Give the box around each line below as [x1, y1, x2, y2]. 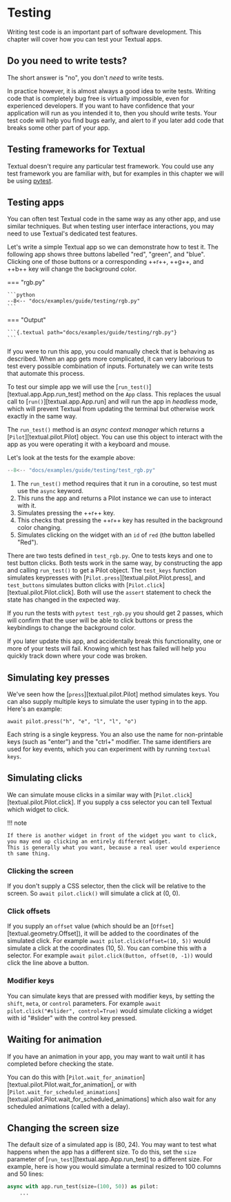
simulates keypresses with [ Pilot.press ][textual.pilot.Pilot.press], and [7, 573, 205, 582]
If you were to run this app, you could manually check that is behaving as [7, 347, 215, 356]
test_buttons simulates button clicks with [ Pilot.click [7, 581, 163, 589]
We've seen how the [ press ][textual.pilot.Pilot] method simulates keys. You [7, 690, 219, 698]
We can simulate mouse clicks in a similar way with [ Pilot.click [7, 790, 190, 799]
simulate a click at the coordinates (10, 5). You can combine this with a [7, 944, 207, 953]
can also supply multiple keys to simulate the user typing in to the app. [7, 698, 208, 706]
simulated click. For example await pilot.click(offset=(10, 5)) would [7, 937, 211, 945]
